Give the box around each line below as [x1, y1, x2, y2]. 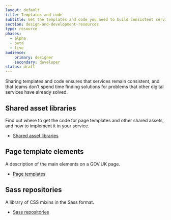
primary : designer [14, 54, 53, 60]
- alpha [10, 36, 26, 41]
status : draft [5, 64, 36, 69]
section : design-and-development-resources [5, 21, 99, 27]
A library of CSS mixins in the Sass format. [5, 199, 94, 205]
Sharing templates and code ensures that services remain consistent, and [5, 78, 160, 85]
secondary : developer [14, 60, 60, 65]
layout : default [5, 7, 40, 13]
